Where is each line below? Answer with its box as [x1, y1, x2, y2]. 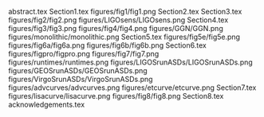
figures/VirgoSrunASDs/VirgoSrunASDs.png [8, 75, 153, 84]
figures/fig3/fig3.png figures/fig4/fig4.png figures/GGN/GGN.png [8, 24, 223, 33]
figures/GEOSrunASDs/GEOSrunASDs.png [8, 66, 148, 75]
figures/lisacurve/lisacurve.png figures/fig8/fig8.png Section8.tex [8, 92, 224, 100]
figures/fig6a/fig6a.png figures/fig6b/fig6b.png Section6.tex [8, 41, 207, 50]
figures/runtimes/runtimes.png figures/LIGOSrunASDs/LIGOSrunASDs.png [8, 57, 253, 67]
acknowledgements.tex [8, 99, 85, 109]
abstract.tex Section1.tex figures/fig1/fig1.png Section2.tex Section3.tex [8, 7, 242, 16]
